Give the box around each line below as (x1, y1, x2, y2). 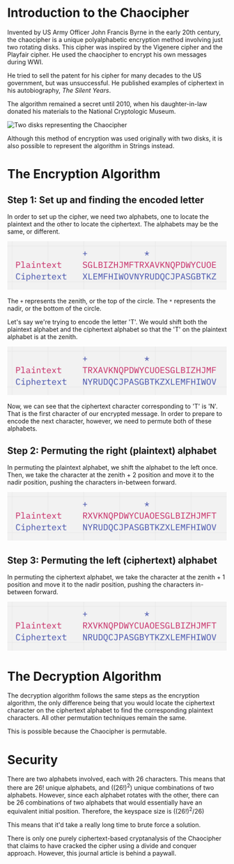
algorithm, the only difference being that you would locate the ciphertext (7, 699, 215, 707)
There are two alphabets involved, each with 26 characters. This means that (7, 775, 226, 784)
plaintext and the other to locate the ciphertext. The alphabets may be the (7, 219, 219, 228)
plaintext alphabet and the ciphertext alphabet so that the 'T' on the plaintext (7, 325, 227, 333)
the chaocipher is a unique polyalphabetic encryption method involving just (7, 35, 224, 43)
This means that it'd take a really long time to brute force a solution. (7, 820, 201, 829)
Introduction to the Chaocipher (7, 5, 189, 21)
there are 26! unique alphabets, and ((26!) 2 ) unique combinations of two (7, 782, 214, 792)
